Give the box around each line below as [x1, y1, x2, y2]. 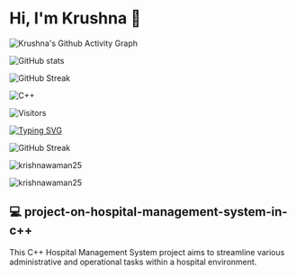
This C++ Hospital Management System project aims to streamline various [9, 246, 285, 257]
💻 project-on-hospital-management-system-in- [9, 204, 288, 219]
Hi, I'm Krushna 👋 [9, 8, 141, 29]
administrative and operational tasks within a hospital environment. [9, 256, 257, 267]
